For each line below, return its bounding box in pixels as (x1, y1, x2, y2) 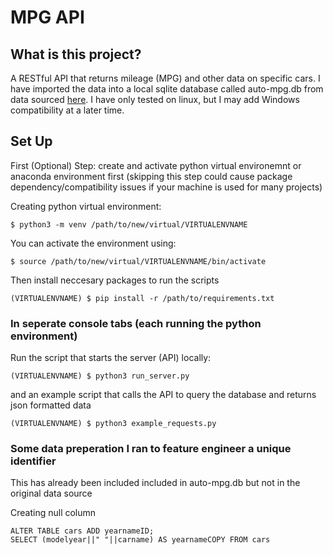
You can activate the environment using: (10, 237, 177, 249)
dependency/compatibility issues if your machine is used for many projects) (10, 181, 323, 193)
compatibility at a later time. (10, 104, 125, 116)
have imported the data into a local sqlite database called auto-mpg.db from (10, 83, 324, 95)
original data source (10, 487, 93, 500)
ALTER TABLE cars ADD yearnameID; (10, 526, 155, 536)
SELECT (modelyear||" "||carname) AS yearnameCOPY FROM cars (10, 535, 271, 545)
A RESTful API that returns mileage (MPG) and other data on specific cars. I (10, 72, 321, 84)
